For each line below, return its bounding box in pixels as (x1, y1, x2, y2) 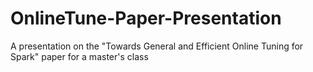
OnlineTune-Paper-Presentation (10, 7, 282, 30)
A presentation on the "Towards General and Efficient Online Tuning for (10, 40, 304, 52)
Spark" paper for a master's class (10, 50, 149, 62)
